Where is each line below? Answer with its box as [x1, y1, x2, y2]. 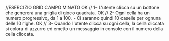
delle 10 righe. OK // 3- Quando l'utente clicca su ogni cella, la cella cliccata [5, 20, 164, 26]
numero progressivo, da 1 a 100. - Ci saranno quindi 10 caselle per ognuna [5, 15, 161, 21]
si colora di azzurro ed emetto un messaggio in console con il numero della [5, 26, 163, 32]
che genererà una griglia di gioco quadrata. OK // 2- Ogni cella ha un [5, 10, 150, 16]
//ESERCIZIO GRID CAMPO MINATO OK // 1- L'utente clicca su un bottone [5, 5, 160, 10]
